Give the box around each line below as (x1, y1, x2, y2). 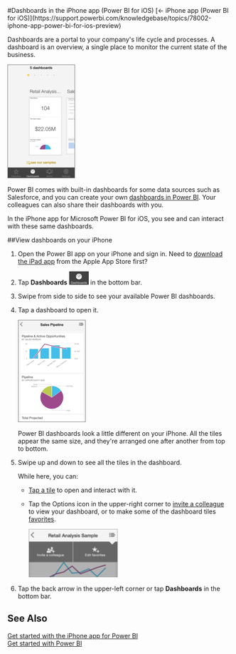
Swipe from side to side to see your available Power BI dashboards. (17, 292, 215, 300)
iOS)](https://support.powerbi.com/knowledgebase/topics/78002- (17, 14, 212, 22)
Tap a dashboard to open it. (17, 306, 99, 314)
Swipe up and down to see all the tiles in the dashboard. (17, 459, 183, 466)
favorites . (28, 515, 57, 523)
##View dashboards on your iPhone (7, 236, 112, 244)
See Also (7, 613, 48, 625)
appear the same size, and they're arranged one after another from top (17, 437, 225, 445)
